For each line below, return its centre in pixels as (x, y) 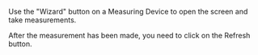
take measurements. (42, 20)
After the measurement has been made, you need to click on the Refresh (129, 35)
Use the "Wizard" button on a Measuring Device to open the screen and (128, 12)
